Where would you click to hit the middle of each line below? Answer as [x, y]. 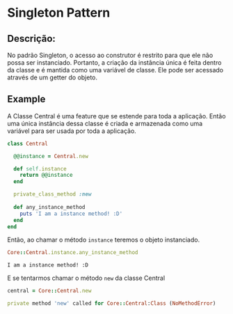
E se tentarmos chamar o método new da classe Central [86, 278]
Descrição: [31, 39]
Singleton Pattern [59, 13]
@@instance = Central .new [51, 156]
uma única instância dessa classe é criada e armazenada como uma [105, 123]
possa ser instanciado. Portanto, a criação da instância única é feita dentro [114, 63]
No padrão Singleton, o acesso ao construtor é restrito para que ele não [110, 55]
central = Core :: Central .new [49, 291]
